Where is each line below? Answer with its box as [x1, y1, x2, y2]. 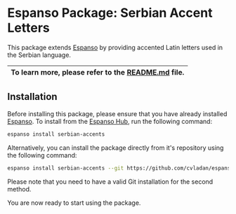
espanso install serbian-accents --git [7, 164, 124, 172]
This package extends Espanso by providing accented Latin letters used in [7, 43, 223, 51]
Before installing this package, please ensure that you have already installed [7, 109, 228, 118]
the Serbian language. [7, 51, 72, 59]
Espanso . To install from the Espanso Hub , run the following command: [7, 117, 213, 125]
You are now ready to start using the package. [7, 199, 141, 207]
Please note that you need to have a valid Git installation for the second [7, 177, 214, 186]
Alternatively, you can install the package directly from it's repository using [7, 143, 224, 152]
